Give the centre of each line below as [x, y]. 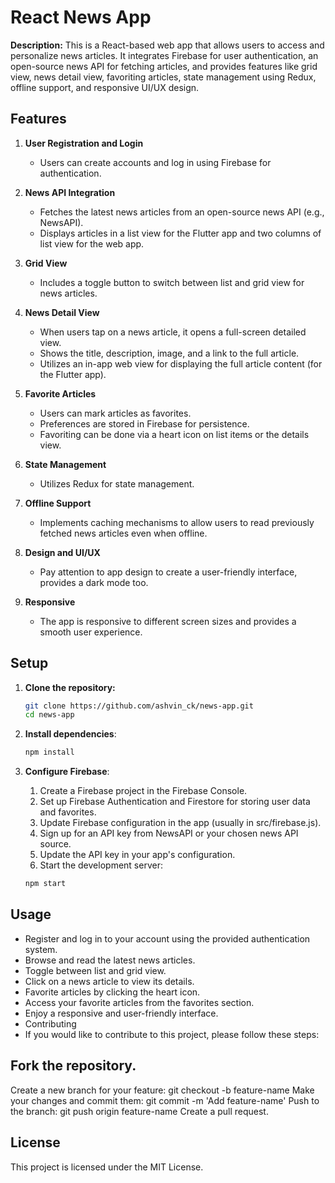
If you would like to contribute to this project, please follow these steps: [172, 1034]
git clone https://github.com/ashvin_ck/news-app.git [139, 706]
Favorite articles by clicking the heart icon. [112, 992]
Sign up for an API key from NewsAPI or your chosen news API [169, 833]
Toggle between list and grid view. [95, 970]
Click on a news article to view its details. [109, 981]
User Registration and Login [84, 143]
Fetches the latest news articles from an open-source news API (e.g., [182, 212]
